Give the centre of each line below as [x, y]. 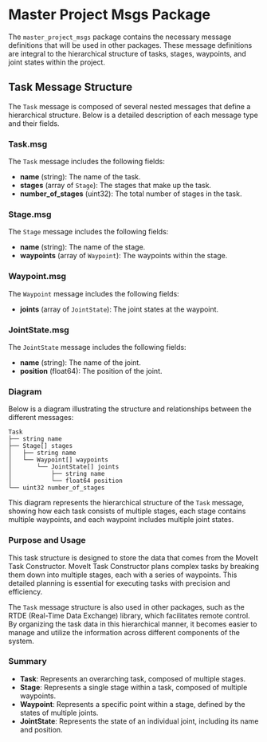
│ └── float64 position [66, 481]
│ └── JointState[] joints [64, 467]
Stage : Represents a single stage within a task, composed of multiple [133, 687]
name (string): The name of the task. [80, 177]
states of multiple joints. [59, 713]
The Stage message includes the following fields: [88, 232]
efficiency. [26, 591]
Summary [28, 662]
